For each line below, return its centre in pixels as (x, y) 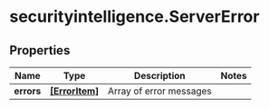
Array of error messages (159, 91)
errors (28, 91)
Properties (40, 50)
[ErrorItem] (74, 91)
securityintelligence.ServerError (134, 17)
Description (160, 76)
